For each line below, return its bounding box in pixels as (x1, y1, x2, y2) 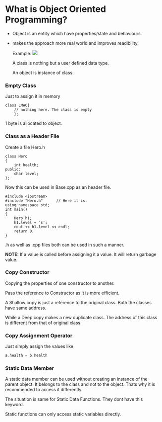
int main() (5, 207, 28, 212)
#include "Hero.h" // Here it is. (5, 198, 88, 203)
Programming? (5, 14, 68, 25)
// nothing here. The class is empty (14, 107, 92, 112)
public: (5, 167, 21, 172)
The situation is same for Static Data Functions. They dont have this (5, 396, 143, 402)
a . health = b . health (5, 353, 48, 358)
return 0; (14, 229, 35, 234)
